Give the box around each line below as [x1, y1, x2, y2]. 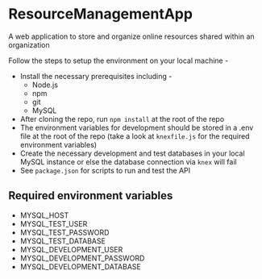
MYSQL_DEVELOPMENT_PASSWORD [19, 253, 145, 263]
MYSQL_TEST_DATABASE [19, 235, 106, 246]
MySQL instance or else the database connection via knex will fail [19, 156, 237, 166]
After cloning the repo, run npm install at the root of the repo [19, 114, 225, 123]
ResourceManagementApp [8, 5, 193, 23]
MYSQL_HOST [19, 210, 69, 220]
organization [8, 40, 50, 49]
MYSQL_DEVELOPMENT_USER [19, 244, 123, 254]
